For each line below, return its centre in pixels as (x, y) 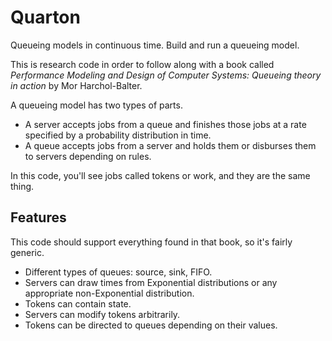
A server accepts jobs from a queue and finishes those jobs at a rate (165, 124)
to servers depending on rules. (88, 156)
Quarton (45, 17)
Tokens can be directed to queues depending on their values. (151, 325)
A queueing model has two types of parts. (96, 105)
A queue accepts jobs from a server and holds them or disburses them (170, 145)
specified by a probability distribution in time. (118, 135)
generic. (27, 252)
